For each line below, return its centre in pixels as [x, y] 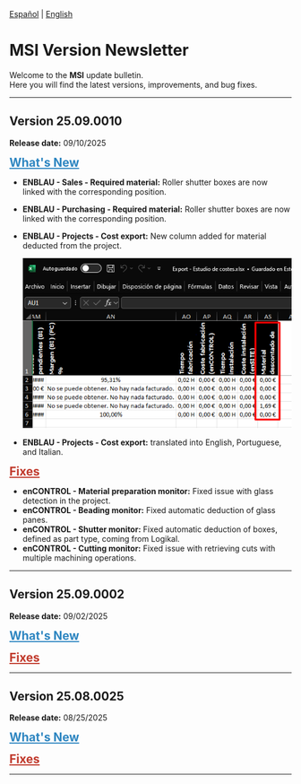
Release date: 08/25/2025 [58, 718]
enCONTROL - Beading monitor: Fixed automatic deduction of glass [149, 510]
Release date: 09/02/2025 [59, 616]
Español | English [41, 14]
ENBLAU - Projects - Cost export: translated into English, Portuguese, [152, 442]
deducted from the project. [72, 245]
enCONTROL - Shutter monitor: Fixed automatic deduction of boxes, [150, 529]
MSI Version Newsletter [99, 51]
